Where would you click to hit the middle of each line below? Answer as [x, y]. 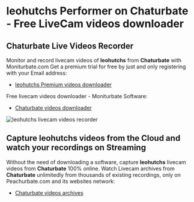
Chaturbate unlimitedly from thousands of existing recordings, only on [94, 174]
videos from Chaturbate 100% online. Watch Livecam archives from [91, 168]
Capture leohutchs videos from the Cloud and [93, 138]
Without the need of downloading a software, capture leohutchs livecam [96, 162]
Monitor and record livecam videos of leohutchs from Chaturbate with [94, 60]
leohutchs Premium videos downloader [63, 85]
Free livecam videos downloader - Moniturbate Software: [77, 96]
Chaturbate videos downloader [53, 108]
